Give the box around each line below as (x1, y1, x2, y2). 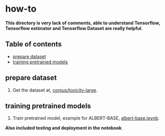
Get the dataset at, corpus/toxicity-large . (12, 87, 98, 93)
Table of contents (5, 40, 62, 49)
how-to (5, 3, 37, 15)
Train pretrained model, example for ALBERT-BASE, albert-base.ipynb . (12, 115, 160, 121)
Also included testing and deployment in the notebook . (5, 125, 123, 131)
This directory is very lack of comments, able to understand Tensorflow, (5, 20, 160, 26)
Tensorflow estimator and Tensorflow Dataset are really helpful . (5, 25, 143, 31)
